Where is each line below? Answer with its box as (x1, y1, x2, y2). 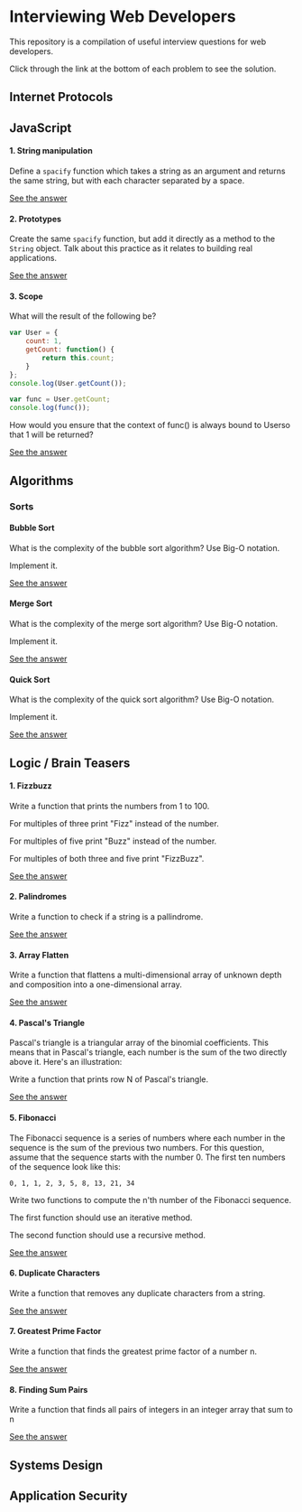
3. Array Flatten (9, 949, 69, 960)
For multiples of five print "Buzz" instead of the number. (9, 835, 217, 846)
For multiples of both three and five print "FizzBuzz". (9, 853, 205, 863)
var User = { (9, 328, 59, 338)
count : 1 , (25, 337, 63, 346)
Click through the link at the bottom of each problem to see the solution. (9, 63, 277, 74)
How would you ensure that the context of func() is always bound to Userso (9, 420, 291, 431)
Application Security (9, 1488, 128, 1503)
